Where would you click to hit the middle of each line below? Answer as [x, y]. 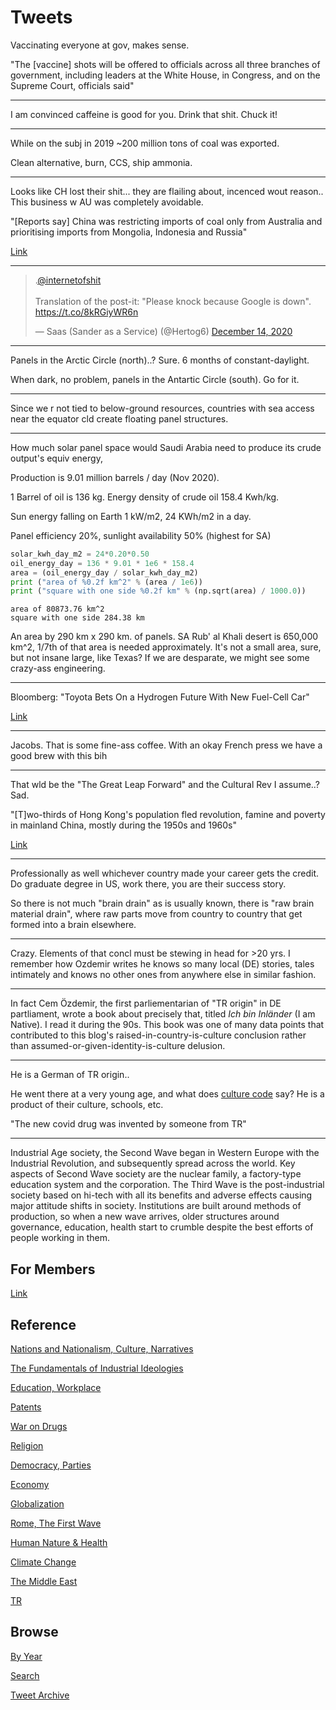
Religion [27, 1445]
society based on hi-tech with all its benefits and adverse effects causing [161, 1195]
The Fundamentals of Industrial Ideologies [97, 1368]
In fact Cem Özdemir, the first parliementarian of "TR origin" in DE [146, 1003]
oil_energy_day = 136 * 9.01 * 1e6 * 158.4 [102, 563]
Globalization [37, 1503]
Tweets [41, 17]
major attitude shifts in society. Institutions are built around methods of [156, 1206]
